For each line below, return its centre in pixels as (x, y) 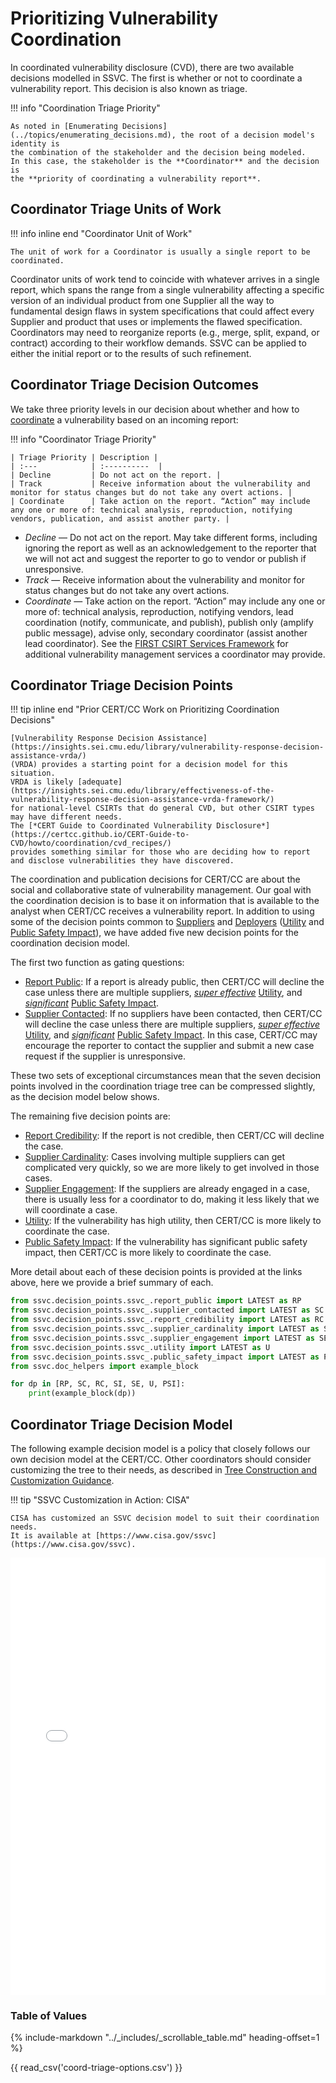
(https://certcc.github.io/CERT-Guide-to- (100, 835)
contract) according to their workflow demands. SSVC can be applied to (158, 343)
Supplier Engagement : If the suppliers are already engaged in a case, (167, 1189)
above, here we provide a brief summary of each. (112, 1283)
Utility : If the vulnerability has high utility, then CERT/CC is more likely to (173, 1221)
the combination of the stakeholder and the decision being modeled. (158, 152)
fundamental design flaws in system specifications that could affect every (162, 311)
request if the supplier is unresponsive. (105, 1056)
